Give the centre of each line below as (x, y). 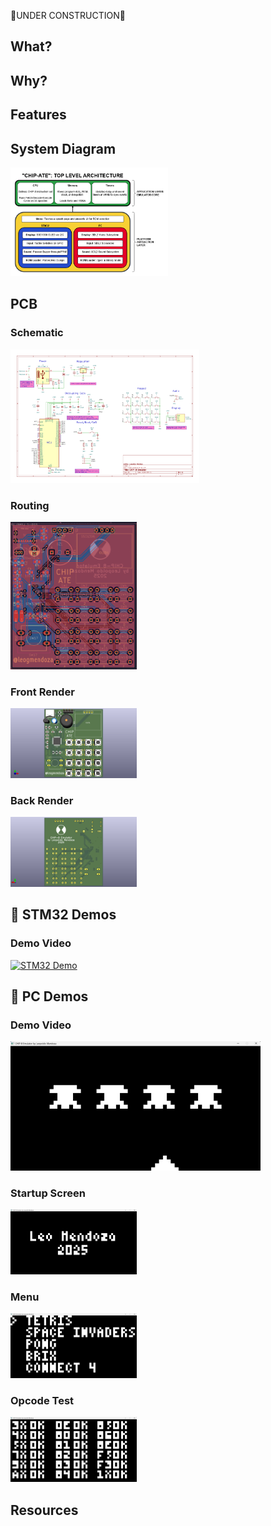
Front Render (42, 692)
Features (38, 115)
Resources (44, 1510)
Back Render (42, 800)
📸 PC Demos (49, 996)
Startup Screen (48, 1193)
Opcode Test (42, 1401)
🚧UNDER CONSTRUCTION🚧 (68, 15)
